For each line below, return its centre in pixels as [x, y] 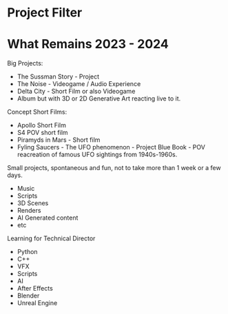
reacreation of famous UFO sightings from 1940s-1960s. [97, 155]
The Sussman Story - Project [58, 76]
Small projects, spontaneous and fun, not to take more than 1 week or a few [114, 168]
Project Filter [45, 13]
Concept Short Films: [37, 112]
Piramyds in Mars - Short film [59, 140]
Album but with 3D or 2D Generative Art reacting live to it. [99, 98]
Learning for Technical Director [51, 238]
